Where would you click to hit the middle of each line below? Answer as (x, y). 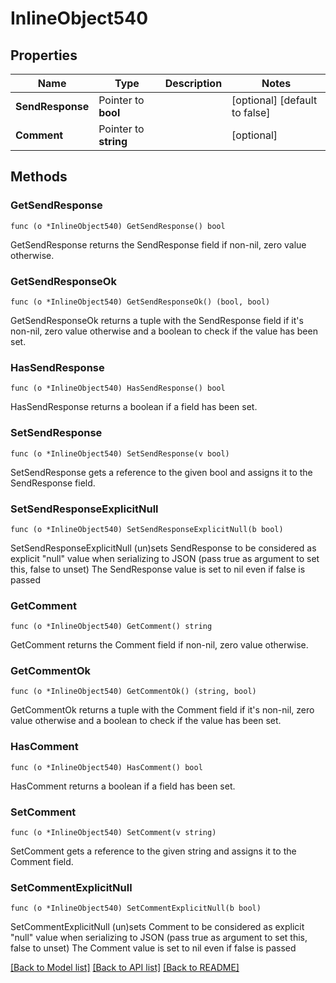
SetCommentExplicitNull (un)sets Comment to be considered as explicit (157, 927)
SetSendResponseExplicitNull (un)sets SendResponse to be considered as (163, 548)
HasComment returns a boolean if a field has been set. (123, 786)
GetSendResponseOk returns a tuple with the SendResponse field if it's (157, 320)
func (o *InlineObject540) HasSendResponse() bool (118, 388)
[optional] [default (274, 100)
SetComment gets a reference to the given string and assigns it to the (153, 851)
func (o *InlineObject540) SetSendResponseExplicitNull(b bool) (147, 529)
